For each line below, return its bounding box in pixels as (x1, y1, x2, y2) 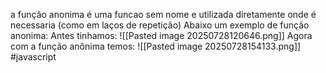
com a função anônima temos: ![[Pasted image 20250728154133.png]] (10, 40, 302, 52)
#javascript (10, 51, 57, 63)
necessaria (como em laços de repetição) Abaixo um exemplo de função (10, 19, 310, 31)
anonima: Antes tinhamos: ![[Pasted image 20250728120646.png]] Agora (10, 30, 313, 41)
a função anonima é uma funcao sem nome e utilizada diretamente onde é (10, 9, 317, 20)
